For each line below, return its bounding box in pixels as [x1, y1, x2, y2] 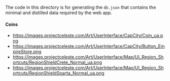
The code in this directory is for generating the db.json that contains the [5, 5, 156, 10]
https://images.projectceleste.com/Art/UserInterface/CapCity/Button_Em [12, 43, 165, 50]
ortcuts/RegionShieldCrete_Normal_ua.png [12, 59, 103, 65]
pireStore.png [12, 49, 42, 55]
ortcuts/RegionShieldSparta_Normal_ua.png [12, 70, 105, 76]
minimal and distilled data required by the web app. [5, 10, 113, 16]
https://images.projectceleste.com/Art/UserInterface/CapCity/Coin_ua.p [12, 32, 163, 38]
